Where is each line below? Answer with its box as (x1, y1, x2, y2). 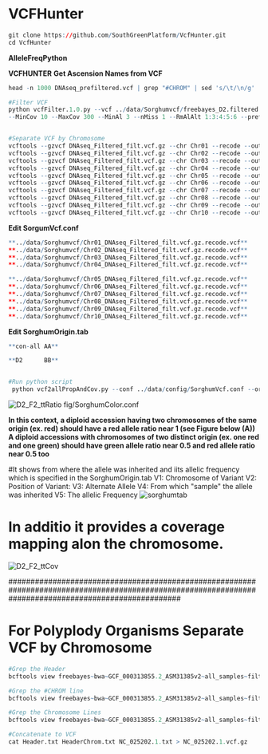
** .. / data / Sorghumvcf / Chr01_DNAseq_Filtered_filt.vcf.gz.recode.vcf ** (8, 239, 248, 247)
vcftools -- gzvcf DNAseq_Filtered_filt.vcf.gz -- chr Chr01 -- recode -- (8, 142, 251, 150)
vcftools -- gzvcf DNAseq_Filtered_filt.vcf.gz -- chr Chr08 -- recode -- (8, 194, 251, 202)
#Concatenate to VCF (8, 731, 77, 739)
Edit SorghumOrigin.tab (8, 326, 89, 336)
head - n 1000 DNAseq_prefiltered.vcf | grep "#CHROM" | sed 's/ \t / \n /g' (8, 84, 255, 92)
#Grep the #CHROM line (8, 687, 84, 695)
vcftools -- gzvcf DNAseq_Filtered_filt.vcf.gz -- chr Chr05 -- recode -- (8, 172, 251, 180)
